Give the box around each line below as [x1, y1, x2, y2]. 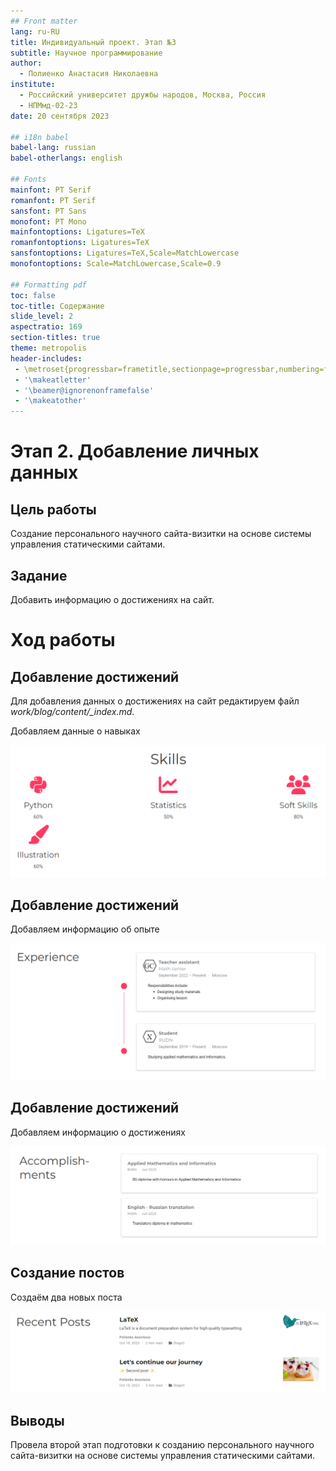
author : [10, 58, 43, 69]
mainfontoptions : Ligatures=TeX [10, 227, 145, 237]
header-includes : [10, 353, 83, 364]
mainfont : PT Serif [10, 185, 92, 195]
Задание [10, 567, 68, 584]
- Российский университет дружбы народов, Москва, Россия [19, 90, 267, 100]
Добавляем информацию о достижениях [10, 1126, 186, 1138]
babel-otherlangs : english [10, 153, 123, 164]
